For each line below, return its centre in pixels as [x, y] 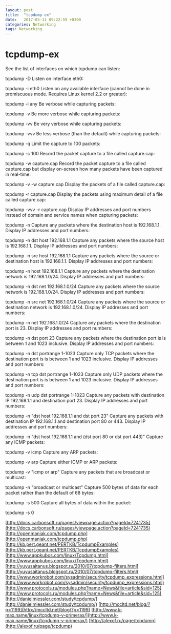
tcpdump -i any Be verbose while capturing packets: [61, 104]
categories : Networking [31, 24]
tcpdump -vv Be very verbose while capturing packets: [63, 124]
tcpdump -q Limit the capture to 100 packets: [53, 144]
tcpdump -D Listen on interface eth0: [44, 79]
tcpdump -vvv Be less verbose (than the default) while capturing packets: [83, 134]
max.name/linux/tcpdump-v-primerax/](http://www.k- [62, 615]
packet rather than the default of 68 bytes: [50, 493]
